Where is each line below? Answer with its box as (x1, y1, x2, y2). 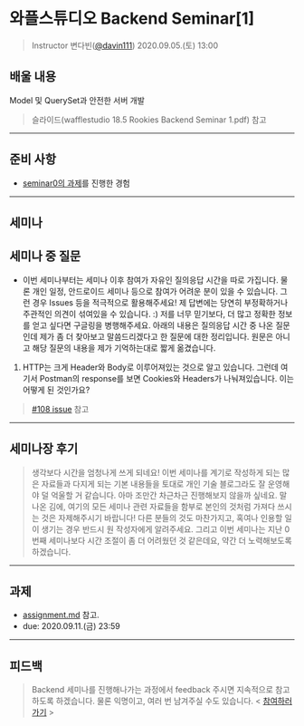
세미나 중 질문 (9, 248, 81, 264)
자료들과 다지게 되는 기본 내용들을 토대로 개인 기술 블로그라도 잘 (41, 478, 266, 489)
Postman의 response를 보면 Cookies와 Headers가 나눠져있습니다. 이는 (39, 373, 294, 383)
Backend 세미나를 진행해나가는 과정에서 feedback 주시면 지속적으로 (31, 684, 274, 695)
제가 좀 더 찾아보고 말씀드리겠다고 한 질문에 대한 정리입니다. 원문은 (39, 331, 274, 342)
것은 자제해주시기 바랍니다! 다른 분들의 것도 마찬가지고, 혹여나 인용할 (41, 512, 283, 523)
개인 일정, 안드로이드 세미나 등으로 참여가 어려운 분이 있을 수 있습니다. (32, 286, 279, 296)
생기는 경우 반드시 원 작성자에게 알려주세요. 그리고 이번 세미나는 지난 (41, 523, 283, 535)
